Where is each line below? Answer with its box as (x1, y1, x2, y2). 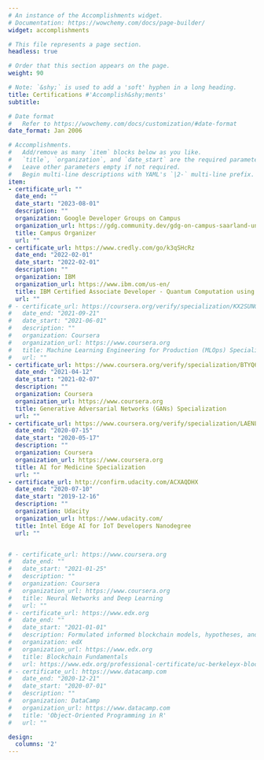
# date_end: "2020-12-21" (8, 675, 101, 683)
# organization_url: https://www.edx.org (8, 645, 153, 654)
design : (8, 733, 34, 741)
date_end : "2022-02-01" (15, 251, 93, 259)
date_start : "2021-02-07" (15, 376, 101, 384)
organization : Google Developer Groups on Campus (15, 214, 181, 222)
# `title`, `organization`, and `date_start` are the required (8, 156, 226, 164)
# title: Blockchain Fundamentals (8, 653, 128, 661)
